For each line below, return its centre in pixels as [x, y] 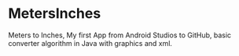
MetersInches [55, 14]
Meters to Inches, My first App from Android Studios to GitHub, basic [120, 35]
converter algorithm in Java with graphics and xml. [90, 43]
